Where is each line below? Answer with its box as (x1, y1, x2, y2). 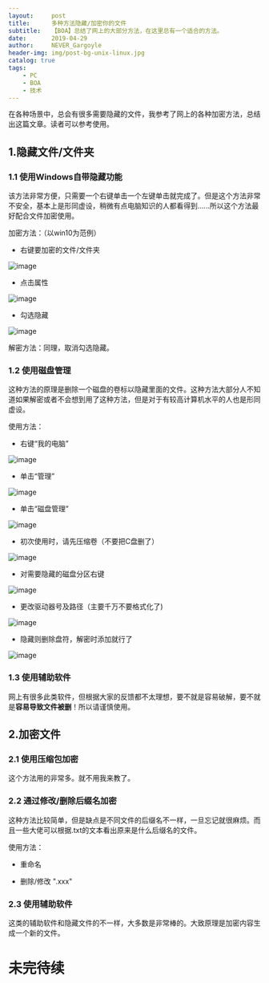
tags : (8, 64, 26, 72)
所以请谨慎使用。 (78, 701, 134, 711)
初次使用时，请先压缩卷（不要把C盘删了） (19, 537, 159, 546)
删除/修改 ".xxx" (19, 876, 73, 886)
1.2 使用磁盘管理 (8, 364, 71, 376)
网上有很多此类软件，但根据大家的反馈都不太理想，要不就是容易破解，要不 (8, 692, 254, 701)
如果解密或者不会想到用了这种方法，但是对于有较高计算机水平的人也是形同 (14, 395, 261, 404)
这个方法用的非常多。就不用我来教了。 (8, 774, 134, 783)
